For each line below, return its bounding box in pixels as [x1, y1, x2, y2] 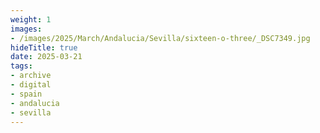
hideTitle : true [10, 42, 78, 53]
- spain [10, 89, 43, 99]
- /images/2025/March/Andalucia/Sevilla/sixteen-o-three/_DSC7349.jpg [10, 33, 311, 43]
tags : [10, 61, 33, 71]
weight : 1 [10, 14, 52, 25]
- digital [10, 80, 52, 90]
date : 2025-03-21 [10, 52, 83, 62]
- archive [10, 71, 52, 81]
